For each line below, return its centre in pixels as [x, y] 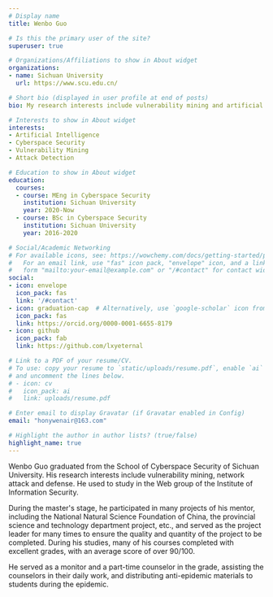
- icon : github [34, 331]
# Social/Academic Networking [60, 248]
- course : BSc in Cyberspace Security [82, 218]
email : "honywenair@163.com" [58, 421]
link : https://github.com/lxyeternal [80, 346]
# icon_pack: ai [39, 391]
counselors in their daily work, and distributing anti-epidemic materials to [131, 575]
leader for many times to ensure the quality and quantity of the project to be [135, 534]
